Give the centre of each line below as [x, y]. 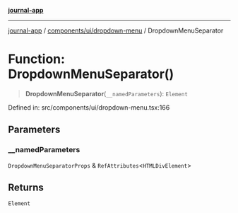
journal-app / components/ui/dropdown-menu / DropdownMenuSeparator [116, 30]
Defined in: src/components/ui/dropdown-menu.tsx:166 [89, 107]
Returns [26, 188]
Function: [37, 59]
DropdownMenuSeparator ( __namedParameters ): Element [106, 93]
